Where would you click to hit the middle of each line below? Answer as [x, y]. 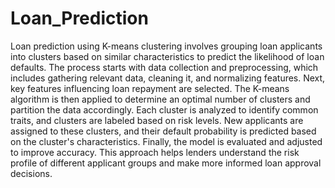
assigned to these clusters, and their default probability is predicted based [163, 131]
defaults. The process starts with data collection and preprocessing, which [164, 67]
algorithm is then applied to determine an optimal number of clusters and [160, 99]
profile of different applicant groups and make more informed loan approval [166, 163]
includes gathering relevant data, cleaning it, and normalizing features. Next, [168, 78]
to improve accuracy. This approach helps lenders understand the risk [155, 152]
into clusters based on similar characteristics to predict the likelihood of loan [167, 56]
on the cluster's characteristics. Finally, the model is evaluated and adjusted [166, 141]
